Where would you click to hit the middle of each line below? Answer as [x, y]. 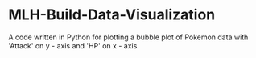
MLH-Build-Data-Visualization [112, 15]
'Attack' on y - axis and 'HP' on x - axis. [74, 45]
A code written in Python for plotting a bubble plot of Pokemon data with [128, 37]
